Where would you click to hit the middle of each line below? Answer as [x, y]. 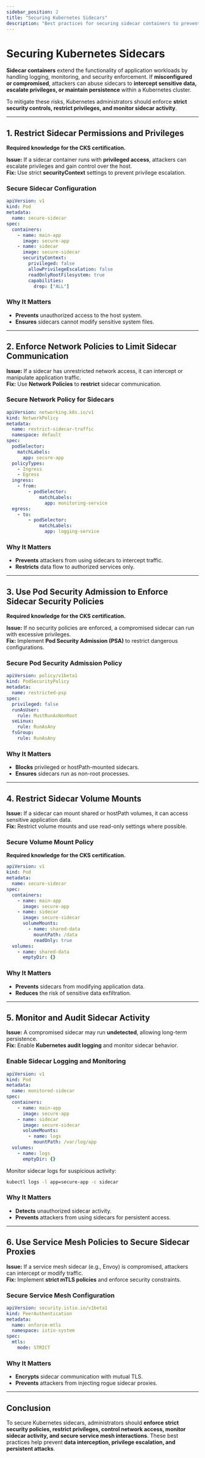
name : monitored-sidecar [43, 1091]
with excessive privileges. [39, 634]
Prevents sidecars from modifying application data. [80, 986]
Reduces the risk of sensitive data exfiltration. [73, 993]
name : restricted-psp [39, 693]
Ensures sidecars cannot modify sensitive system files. [85, 322]
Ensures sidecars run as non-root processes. [72, 774]
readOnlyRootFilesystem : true [67, 275]
